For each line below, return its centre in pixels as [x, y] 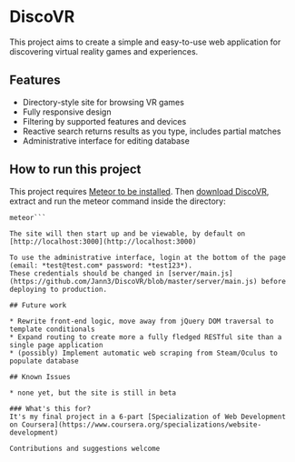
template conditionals [52, 329]
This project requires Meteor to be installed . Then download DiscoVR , [139, 191]
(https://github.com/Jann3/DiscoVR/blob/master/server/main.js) [133, 281]
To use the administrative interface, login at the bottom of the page [147, 257]
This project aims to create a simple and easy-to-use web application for [145, 42]
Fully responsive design [67, 112]
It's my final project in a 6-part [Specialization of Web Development [147, 417]
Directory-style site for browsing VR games [103, 102]
